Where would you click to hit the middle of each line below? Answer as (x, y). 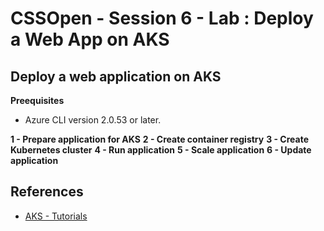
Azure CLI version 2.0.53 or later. (93, 120)
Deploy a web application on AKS (116, 76)
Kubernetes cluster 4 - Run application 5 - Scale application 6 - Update (161, 150)
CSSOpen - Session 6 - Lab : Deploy (162, 18)
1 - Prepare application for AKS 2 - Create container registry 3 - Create (160, 139)
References (47, 192)
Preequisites (37, 100)
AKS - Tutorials (56, 216)
